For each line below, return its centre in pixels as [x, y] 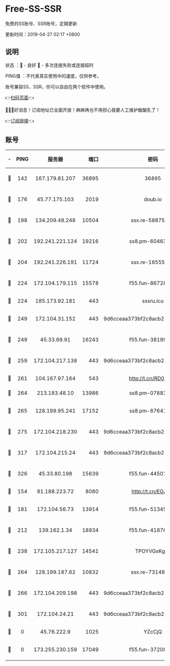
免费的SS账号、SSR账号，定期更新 [41, 23]
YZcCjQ [153, 631]
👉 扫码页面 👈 [20, 98]
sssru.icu [153, 301]
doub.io [153, 199]
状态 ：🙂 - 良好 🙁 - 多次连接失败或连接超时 [49, 65]
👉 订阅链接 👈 [20, 120]
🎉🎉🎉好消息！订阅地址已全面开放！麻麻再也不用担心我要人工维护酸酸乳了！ [83, 110]
